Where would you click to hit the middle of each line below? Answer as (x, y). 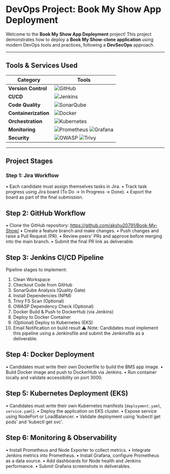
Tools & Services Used (42, 66)
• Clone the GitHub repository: (37, 225)
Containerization (29, 113)
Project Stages (30, 161)
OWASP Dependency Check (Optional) (53, 306)
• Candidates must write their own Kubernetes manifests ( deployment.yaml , (84, 406)
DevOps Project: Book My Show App (83, 9)
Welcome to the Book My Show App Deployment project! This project (79, 34)
